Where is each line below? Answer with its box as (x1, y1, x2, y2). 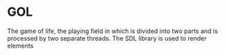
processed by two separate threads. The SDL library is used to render (7, 34, 207, 42)
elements (7, 41, 34, 49)
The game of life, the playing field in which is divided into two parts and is (7, 27, 218, 35)
